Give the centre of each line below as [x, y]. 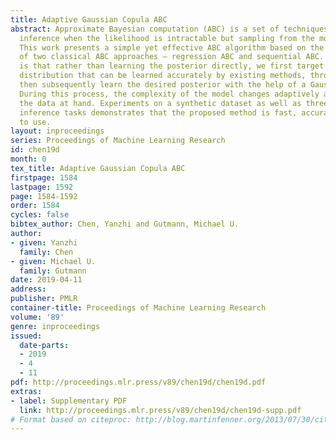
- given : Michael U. [53, 261]
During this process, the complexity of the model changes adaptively [169, 94]
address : [28, 289]
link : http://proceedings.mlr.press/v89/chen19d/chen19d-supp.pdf [160, 410]
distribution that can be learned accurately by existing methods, [163, 76]
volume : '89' [37, 317]
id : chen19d [35, 150]
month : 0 [28, 159]
